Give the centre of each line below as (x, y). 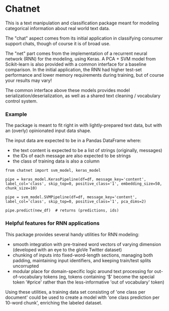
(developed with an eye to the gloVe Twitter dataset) (67, 250)
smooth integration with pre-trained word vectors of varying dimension (87, 244)
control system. (22, 101)
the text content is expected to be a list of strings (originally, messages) (87, 150)
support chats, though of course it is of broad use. (58, 43)
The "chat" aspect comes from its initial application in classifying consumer (84, 38)
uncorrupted (26, 266)
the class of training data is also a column (56, 161)
